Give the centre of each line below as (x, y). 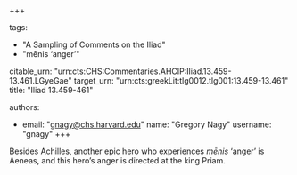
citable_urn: (31, 71)
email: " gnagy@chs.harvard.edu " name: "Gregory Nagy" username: (147, 124)
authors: (25, 107)
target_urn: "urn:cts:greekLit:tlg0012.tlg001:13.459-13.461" (181, 80)
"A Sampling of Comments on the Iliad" (94, 44)
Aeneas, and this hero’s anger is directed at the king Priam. (117, 160)
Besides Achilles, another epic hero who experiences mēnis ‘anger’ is (137, 151)
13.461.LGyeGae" (41, 80)
